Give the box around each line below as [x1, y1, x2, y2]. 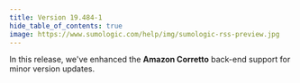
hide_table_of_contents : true [9, 21, 123, 30]
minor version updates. [9, 63, 95, 74]
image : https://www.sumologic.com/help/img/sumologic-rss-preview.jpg [9, 29, 280, 38]
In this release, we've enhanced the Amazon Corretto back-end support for [9, 54, 291, 65]
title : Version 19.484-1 [9, 12, 103, 22]
